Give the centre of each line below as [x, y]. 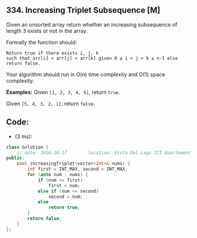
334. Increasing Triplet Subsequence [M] [83, 10]
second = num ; [65, 197]
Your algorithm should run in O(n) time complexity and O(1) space [86, 74]
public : [16, 158]
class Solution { [27, 147]
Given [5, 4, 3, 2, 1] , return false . [51, 103]
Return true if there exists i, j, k [52, 53]
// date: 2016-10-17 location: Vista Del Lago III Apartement [104, 153]
